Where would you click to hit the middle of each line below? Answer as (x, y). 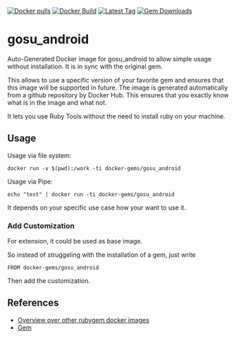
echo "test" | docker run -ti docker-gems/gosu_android (91, 194)
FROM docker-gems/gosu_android (53, 268)
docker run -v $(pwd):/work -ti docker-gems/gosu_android (94, 168)
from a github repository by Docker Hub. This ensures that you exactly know (118, 95)
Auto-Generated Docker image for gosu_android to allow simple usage (110, 59)
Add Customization (41, 226)
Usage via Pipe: (30, 181)
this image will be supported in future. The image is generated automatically (118, 87)
